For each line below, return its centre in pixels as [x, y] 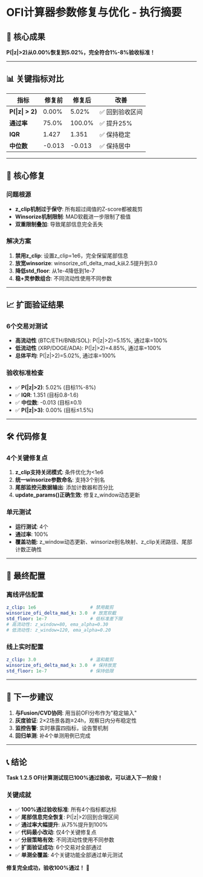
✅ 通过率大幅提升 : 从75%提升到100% [61, 824]
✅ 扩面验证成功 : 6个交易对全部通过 [58, 847]
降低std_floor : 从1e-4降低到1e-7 [55, 271]
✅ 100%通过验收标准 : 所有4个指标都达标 [66, 809]
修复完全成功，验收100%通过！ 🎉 [48, 867]
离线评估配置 [25, 595]
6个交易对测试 [27, 326]
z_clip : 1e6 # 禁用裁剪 [60, 607]
